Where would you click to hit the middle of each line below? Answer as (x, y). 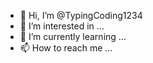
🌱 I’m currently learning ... (73, 36)
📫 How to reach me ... (66, 48)
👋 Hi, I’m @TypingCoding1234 (81, 15)
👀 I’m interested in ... (62, 26)
